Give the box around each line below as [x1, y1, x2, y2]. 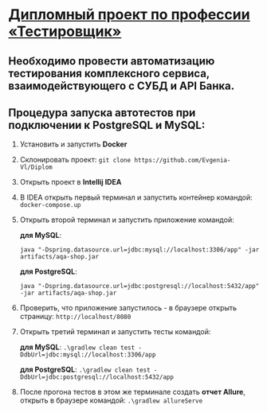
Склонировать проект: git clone [19, 155, 132, 165]
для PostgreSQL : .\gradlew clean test [19, 364, 151, 375]
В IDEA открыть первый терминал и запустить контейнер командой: [19, 193, 253, 202]
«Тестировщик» [8, 22, 122, 41]
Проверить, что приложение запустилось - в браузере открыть [19, 303, 238, 313]
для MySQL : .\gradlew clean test [19, 342, 135, 352]
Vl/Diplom [19, 163, 53, 172]
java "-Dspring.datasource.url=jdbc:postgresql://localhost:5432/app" [19, 282, 260, 290]
